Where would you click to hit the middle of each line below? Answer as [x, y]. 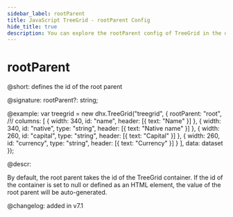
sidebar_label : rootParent [46, 14]
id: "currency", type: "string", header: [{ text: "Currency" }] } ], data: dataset [115, 143]
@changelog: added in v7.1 [45, 206]
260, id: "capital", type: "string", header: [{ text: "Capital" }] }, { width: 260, [114, 136]
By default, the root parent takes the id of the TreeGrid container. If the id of [115, 177]
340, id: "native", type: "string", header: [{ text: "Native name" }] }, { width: [113, 129]
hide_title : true [32, 26]
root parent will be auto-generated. [57, 193]
